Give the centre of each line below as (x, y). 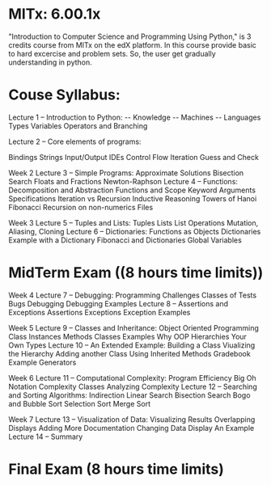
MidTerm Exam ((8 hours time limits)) (136, 273)
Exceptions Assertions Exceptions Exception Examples (100, 312)
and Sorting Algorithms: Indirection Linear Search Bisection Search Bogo (129, 395)
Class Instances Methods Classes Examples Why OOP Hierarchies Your (127, 336)
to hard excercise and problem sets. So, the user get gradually (112, 53)
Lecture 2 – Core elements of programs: (75, 141)
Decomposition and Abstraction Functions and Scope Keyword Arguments (132, 190)
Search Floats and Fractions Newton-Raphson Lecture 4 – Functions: (123, 181)
